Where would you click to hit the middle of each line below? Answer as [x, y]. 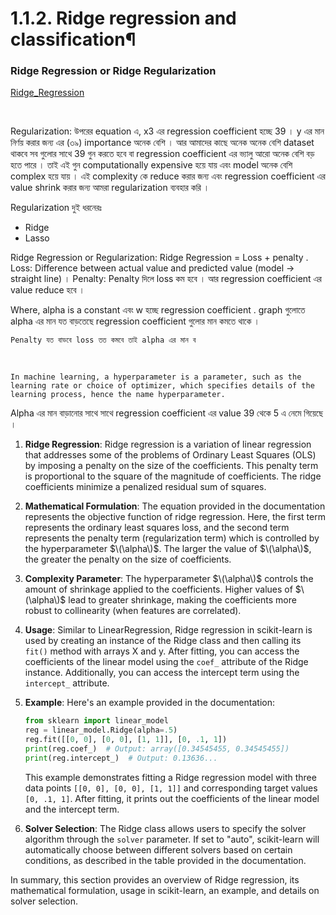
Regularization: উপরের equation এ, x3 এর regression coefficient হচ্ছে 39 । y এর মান [167, 131]
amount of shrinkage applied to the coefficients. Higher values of [158, 589]
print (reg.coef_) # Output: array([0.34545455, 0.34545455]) [157, 749]
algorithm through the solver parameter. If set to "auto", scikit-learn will [172, 839]
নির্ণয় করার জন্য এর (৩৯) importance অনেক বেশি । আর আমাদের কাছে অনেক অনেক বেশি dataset [162, 143]
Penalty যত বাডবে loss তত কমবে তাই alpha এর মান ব [103, 340]
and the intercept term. [72, 809]
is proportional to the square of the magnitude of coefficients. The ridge [173, 476]
